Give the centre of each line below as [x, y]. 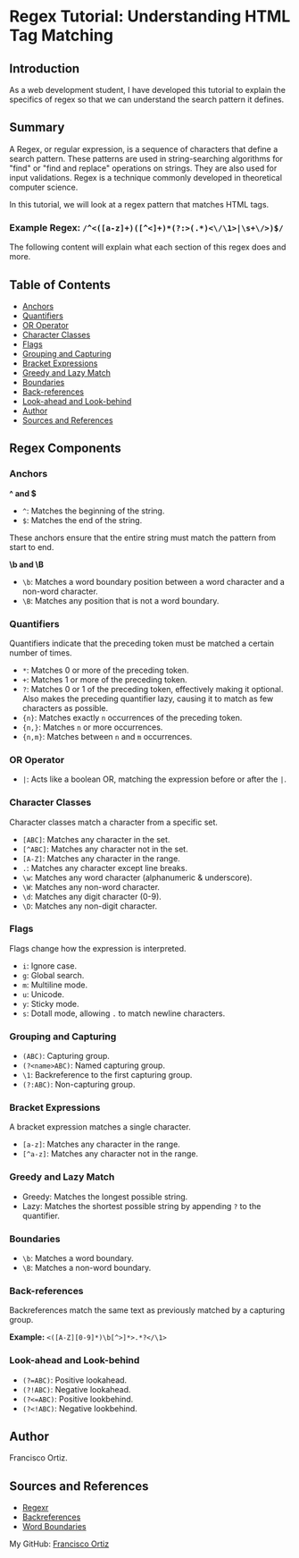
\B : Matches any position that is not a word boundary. [120, 600]
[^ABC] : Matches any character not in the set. [105, 849]
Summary [37, 127]
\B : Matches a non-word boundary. [87, 1267]
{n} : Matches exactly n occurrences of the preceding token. [132, 717]
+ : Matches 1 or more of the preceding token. [104, 679]
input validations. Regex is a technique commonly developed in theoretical [146, 177]
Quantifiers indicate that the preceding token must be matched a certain [142, 643]
